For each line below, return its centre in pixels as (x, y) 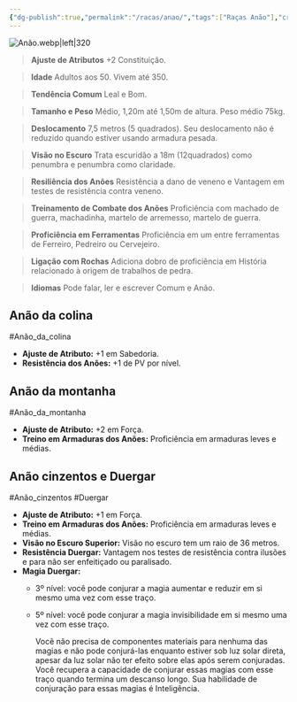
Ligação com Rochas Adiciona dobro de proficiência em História (148, 261)
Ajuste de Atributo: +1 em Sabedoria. (90, 354)
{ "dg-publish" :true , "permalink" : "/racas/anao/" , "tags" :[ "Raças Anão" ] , (144, 17)
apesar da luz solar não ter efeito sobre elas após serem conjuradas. (160, 660)
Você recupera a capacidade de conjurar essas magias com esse (154, 670)
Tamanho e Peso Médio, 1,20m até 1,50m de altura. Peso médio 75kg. (158, 111)
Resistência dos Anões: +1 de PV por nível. (101, 363)
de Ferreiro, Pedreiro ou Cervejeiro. (95, 243)
